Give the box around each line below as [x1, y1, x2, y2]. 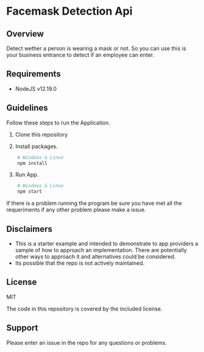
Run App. [15, 171, 39, 178]
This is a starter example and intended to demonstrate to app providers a [15, 240, 199, 247]
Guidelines [6, 102, 48, 113]
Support [6, 323, 38, 333]
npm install [17, 160, 47, 166]
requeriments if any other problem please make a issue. [6, 206, 146, 214]
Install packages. [15, 142, 58, 150]
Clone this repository [15, 131, 68, 138]
